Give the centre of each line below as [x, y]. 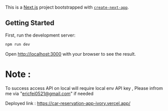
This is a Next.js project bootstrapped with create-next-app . [67, 7]
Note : [18, 74]
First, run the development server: [40, 35]
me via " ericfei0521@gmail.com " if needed [49, 93]
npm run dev [18, 44]
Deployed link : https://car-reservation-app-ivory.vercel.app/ [68, 103]
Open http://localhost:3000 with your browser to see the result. [71, 54]
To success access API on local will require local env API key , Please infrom [84, 88]
